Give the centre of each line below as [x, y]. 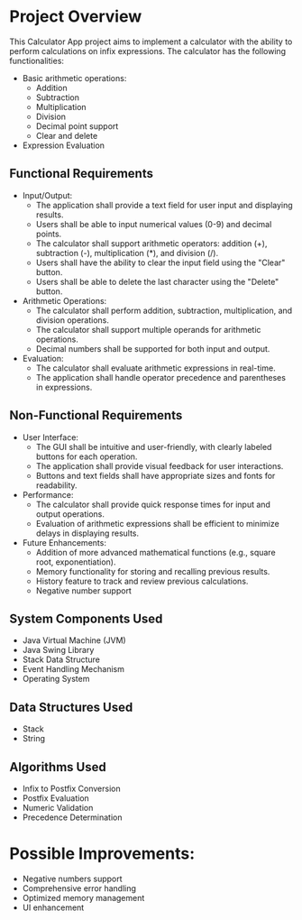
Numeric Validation [58, 808]
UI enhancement [53, 907]
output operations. [70, 514]
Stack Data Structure [61, 659]
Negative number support [84, 590]
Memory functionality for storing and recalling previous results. [153, 571]
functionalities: [37, 60]
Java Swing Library [58, 650]
